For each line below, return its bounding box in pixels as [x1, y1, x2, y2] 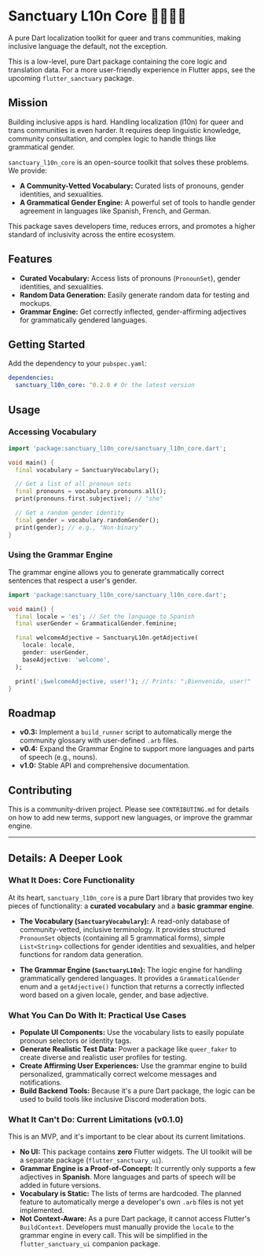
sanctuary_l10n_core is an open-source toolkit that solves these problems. [8, 157, 249, 167]
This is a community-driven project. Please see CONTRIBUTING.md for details [8, 805, 250, 814]
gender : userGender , [22, 649, 90, 657]
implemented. [19, 1206, 64, 1215]
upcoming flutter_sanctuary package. [8, 73, 135, 83]
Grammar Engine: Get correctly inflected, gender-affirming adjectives [19, 307, 247, 316]
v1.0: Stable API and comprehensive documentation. [19, 761, 190, 770]
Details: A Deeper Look [8, 851, 123, 864]
